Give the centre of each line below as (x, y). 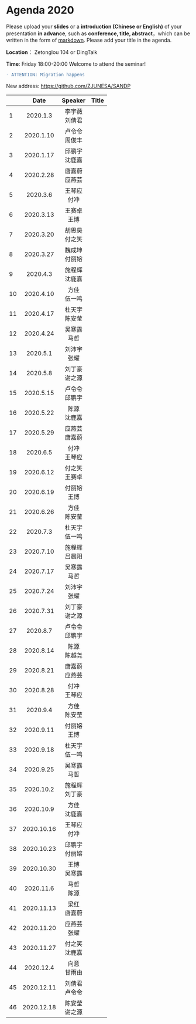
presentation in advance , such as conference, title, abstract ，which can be (98, 33)
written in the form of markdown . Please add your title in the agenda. (89, 40)
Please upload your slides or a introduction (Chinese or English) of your (94, 26)
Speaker (74, 100)
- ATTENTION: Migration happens (45, 75)
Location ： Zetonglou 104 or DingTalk (52, 52)
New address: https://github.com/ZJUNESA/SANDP (68, 86)
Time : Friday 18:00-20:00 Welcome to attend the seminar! (76, 64)
